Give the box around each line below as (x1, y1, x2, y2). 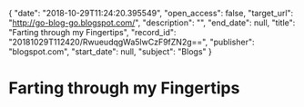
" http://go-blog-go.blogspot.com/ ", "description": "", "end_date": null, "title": (8, 17, 296, 28)
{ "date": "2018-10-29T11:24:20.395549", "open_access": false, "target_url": (8, 8, 294, 18)
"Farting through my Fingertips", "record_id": (8, 27, 177, 37)
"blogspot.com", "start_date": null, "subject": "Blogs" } (8, 46, 213, 57)
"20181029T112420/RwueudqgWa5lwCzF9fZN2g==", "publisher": (8, 36, 256, 47)
